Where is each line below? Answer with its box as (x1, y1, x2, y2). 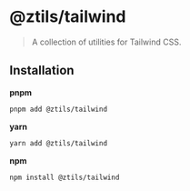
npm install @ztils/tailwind (9, 173, 120, 182)
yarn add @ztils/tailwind (9, 138, 107, 147)
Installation (9, 63, 75, 78)
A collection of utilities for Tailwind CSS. (31, 36, 182, 47)
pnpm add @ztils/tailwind (9, 105, 107, 114)
